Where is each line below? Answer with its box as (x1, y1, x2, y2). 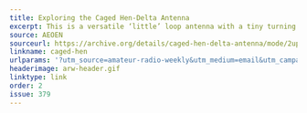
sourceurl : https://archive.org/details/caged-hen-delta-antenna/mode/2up (9, 38, 301, 48)
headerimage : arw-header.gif (9, 65, 121, 74)
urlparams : (9, 56, 51, 65)
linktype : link (9, 73, 68, 82)
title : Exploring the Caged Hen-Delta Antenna (9, 13, 190, 23)
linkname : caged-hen (9, 47, 89, 56)
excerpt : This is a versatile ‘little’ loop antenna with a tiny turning (9, 22, 297, 31)
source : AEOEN (9, 30, 64, 39)
